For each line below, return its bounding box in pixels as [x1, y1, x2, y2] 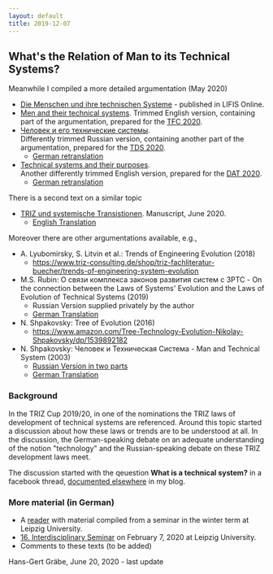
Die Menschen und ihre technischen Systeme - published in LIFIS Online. [19, 99, 265, 110]
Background [8, 390, 58, 402]
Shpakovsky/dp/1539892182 [32, 335, 128, 346]
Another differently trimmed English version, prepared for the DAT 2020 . [19, 168, 262, 179]
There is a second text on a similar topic [8, 193, 142, 203]
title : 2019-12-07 [8, 20, 71, 28]
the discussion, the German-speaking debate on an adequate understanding [8, 434, 265, 444]
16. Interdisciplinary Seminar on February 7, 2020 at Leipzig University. [19, 532, 257, 541]
